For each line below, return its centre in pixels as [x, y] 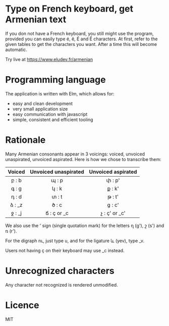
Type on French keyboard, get [69, 9]
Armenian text [36, 19]
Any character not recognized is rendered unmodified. [62, 285]
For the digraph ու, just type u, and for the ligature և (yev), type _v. [75, 241]
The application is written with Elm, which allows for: [60, 93]
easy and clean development [43, 103]
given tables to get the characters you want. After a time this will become [81, 44]
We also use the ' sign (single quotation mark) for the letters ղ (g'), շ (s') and [85, 226]
